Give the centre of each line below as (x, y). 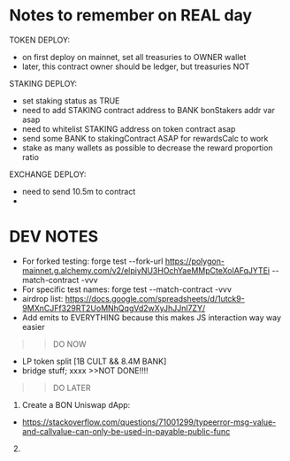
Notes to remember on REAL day (131, 15)
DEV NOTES (54, 237)
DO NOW (69, 344)
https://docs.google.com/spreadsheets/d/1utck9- (155, 298)
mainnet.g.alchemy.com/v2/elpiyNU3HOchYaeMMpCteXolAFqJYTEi (146, 270)
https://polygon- (195, 261)
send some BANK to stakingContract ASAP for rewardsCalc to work (145, 138)
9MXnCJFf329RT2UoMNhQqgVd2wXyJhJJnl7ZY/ (114, 308)
